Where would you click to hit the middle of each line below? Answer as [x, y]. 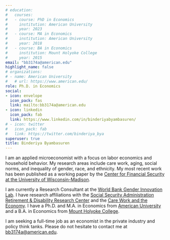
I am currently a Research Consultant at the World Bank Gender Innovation [84, 189]
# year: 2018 [24, 43]
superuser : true [23, 139]
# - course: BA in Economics [39, 48]
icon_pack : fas [26, 100]
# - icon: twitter [25, 124]
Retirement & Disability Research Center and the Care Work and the [76, 201]
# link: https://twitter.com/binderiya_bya [55, 134]
